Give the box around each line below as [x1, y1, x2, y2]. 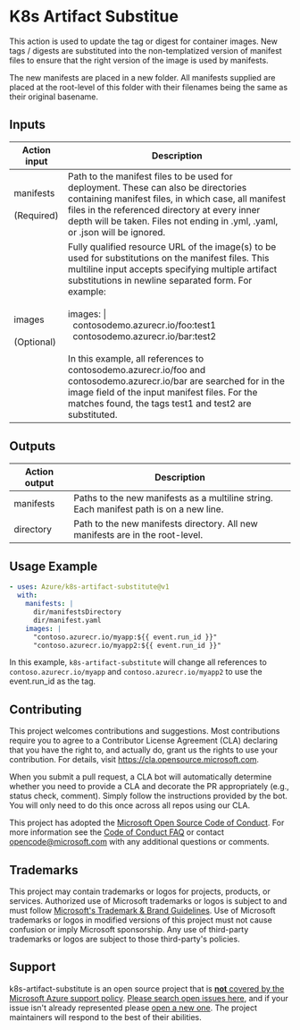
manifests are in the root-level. [73, 528, 204, 541]
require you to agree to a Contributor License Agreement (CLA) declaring [9, 736, 279, 746]
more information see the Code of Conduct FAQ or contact [9, 827, 225, 838]
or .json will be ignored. [68, 226, 166, 238]
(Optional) [13, 336, 56, 348]
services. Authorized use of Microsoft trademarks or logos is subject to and [9, 896, 287, 906]
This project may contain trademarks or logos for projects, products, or [9, 886, 271, 897]
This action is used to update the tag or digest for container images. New [9, 36, 279, 47]
